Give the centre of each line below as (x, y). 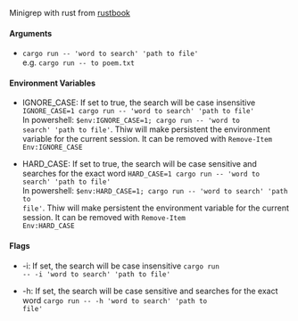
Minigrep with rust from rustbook (70, 13)
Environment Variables (53, 83)
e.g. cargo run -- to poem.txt (79, 62)
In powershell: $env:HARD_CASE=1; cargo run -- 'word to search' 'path (155, 191)
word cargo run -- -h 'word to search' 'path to (115, 300)
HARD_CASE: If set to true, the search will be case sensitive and (139, 164)
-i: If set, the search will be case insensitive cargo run (121, 266)
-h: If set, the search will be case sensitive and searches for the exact (150, 291)
